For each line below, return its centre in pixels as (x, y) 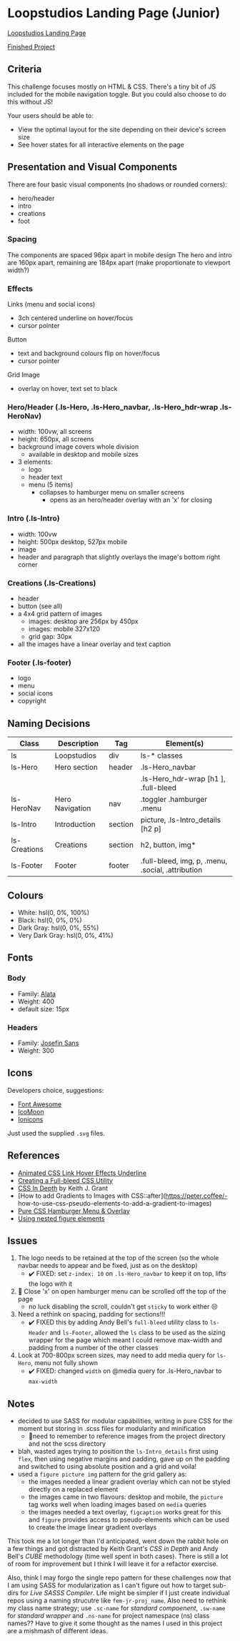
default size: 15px (44, 1008)
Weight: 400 (36, 1001)
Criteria (25, 69)
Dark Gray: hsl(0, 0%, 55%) (58, 928)
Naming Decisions (49, 723)
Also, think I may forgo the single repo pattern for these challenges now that (119, 1578)
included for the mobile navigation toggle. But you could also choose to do (117, 94)
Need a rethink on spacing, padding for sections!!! (91, 1314)
